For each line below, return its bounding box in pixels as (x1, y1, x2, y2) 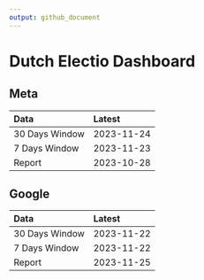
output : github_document (9, 12, 101, 22)
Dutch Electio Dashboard (9, 51, 196, 71)
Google (9, 187, 50, 202)
